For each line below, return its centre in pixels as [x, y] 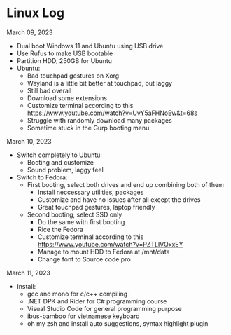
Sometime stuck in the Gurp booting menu [88, 128]
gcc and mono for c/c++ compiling [77, 294]
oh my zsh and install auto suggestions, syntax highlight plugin [118, 323]
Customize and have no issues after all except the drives [119, 199]
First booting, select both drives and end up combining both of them [126, 184]
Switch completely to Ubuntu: [59, 155]
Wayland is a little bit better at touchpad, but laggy [100, 83]
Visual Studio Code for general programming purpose [105, 308]
